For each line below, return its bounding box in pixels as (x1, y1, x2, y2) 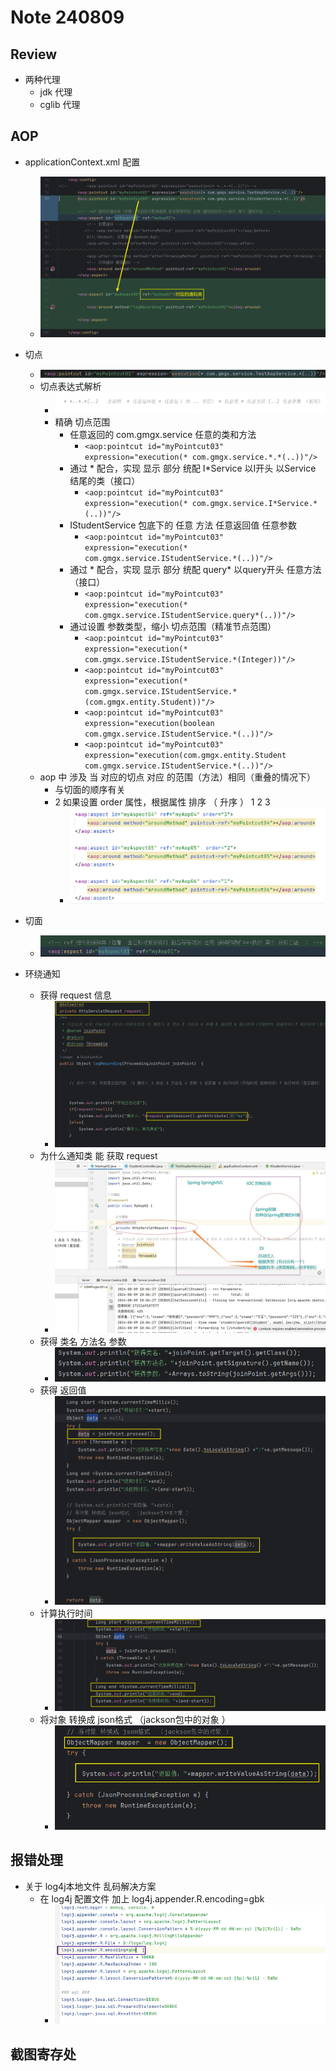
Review (10, 46, 58, 63)
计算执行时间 (39, 1607, 93, 1620)
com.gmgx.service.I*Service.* (191, 498, 318, 508)
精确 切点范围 (54, 416, 111, 428)
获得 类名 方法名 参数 (39, 1336, 127, 1348)
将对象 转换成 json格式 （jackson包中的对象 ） (39, 1713, 231, 1725)
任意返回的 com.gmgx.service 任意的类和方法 (69, 428, 257, 440)
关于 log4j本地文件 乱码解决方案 (24, 1880, 157, 1892)
